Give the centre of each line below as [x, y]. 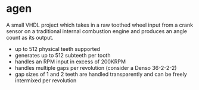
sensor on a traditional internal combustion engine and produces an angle [97, 31]
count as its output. [30, 37]
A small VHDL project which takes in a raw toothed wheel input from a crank [100, 25]
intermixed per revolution [46, 80]
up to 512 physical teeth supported [57, 49]
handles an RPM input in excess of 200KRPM [70, 62]
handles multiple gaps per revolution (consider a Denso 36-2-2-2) [96, 67]
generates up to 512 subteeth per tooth [63, 55]
